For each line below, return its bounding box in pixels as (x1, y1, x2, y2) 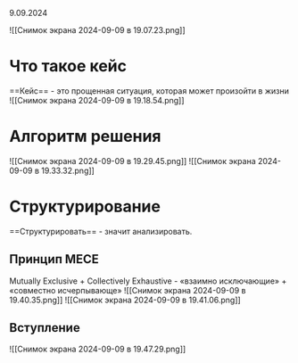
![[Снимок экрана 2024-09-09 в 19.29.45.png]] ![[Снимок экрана (9, 155, 256, 166)
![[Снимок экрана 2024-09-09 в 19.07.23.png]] (9, 25, 186, 35)
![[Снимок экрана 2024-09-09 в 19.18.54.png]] (9, 95, 185, 105)
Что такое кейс (9, 56, 128, 77)
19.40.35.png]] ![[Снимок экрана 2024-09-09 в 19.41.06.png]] (9, 294, 241, 305)
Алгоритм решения (9, 127, 162, 146)
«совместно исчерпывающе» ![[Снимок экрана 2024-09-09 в (9, 285, 246, 295)
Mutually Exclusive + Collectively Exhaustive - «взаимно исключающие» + (9, 276, 287, 286)
